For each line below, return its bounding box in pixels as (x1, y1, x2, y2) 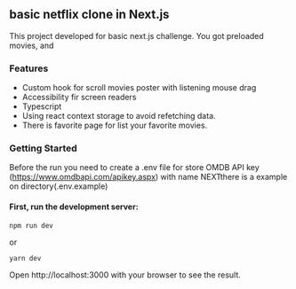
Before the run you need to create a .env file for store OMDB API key (9, 162, 260, 173)
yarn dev (9, 254, 42, 262)
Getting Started (9, 142, 77, 154)
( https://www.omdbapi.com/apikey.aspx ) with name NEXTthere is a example (9, 172, 288, 183)
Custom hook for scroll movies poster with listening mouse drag (21, 82, 257, 93)
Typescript (21, 101, 62, 112)
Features (9, 62, 49, 74)
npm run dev (9, 221, 53, 230)
